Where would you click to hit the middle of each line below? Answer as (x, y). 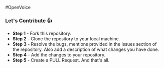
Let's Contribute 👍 (29, 21)
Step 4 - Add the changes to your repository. (59, 55)
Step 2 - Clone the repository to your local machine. (66, 39)
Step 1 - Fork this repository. (42, 33)
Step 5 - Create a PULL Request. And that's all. (61, 60)
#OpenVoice (18, 7)
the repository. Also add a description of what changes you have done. (86, 49)
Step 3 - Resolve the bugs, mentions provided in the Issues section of (85, 44)
